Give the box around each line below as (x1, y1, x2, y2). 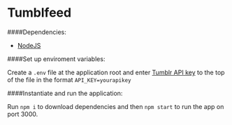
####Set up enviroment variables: (7, 54, 106, 63)
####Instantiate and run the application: (7, 89, 123, 97)
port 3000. (7, 110, 38, 118)
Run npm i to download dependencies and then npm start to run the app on (7, 102, 224, 110)
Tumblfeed (7, 5, 72, 21)
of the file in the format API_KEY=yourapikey (7, 75, 131, 84)
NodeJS (17, 41, 41, 49)
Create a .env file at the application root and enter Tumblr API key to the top (7, 68, 225, 76)
